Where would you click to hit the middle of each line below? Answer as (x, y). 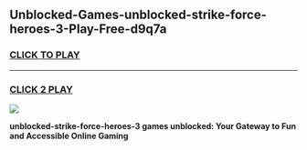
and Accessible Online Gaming (69, 135)
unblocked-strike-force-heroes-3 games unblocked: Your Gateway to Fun (153, 125)
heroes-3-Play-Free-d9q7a (88, 30)
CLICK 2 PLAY (41, 89)
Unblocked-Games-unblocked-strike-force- (138, 15)
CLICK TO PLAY (45, 55)
